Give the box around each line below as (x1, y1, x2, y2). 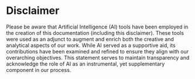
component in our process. (6, 66, 71, 73)
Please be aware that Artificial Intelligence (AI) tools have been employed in (6, 23, 189, 30)
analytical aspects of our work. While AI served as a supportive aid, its (6, 42, 176, 49)
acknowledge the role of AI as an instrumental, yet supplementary (6, 60, 165, 67)
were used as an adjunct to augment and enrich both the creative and (6, 35, 175, 42)
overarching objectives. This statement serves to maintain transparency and (6, 54, 190, 61)
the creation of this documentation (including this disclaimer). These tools (6, 29, 184, 36)
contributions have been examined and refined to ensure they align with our (6, 48, 189, 55)
